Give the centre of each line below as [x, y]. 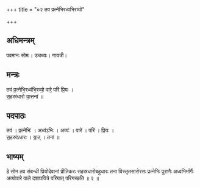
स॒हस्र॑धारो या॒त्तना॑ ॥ [25, 96]
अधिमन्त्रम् [20, 40]
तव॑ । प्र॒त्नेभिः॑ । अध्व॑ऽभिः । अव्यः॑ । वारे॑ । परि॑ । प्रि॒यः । [60, 130]
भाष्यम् [15, 157]
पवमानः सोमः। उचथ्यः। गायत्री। [37, 55]
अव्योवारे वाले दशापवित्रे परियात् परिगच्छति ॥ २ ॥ [53, 178]
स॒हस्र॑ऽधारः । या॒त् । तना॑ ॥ [33, 138]
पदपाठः [16, 116]
